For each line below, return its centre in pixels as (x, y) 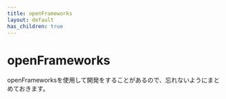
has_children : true (35, 26)
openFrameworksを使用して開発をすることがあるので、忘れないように (107, 80)
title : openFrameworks (40, 13)
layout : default (30, 20)
